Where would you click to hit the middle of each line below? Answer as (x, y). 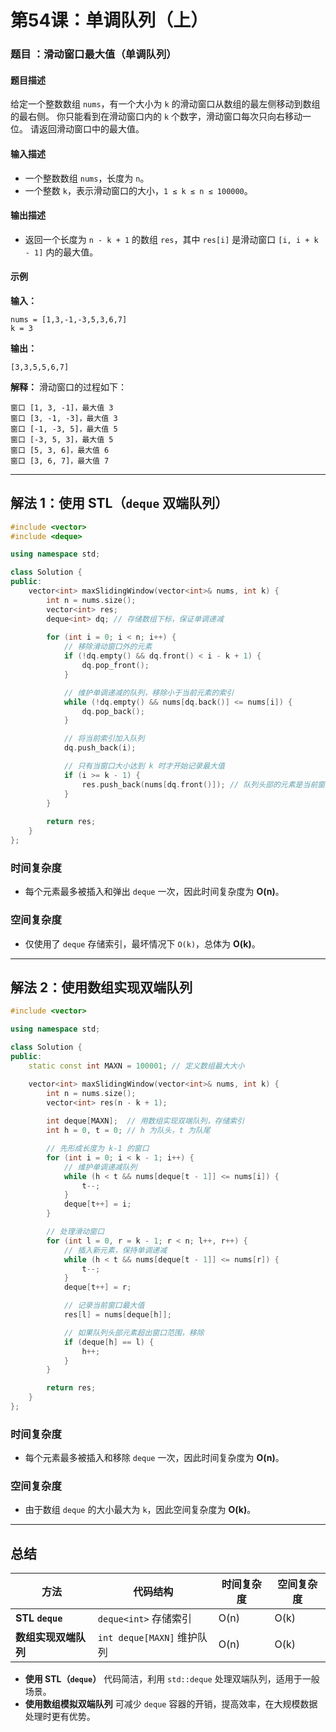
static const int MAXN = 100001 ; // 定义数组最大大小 (136, 1066)
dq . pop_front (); (115, 666)
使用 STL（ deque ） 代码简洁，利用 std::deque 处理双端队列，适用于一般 (172, 1679)
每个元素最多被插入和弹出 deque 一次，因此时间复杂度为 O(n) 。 (154, 892)
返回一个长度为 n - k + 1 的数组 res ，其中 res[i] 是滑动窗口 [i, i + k (171, 239)
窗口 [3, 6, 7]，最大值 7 (60, 461)
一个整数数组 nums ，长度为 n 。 (87, 178)
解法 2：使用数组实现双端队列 (101, 987)
